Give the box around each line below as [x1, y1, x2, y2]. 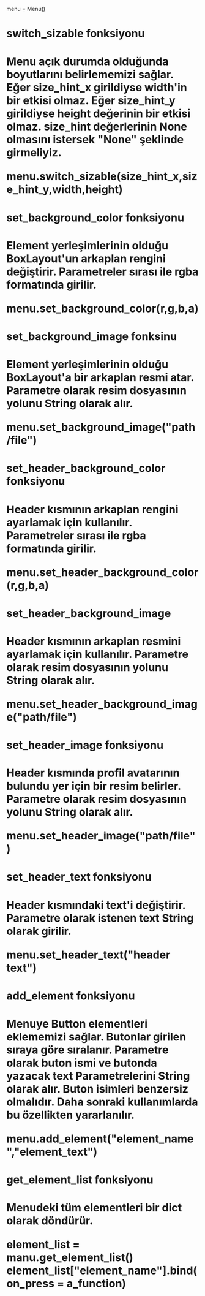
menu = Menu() [6, 6, 46, 12]
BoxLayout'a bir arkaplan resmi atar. [6, 371, 194, 385]
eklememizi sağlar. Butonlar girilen [6, 1030, 187, 1044]
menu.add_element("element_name [6, 1132, 194, 1145]
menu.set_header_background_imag [6, 697, 198, 711]
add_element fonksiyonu [6, 989, 135, 1002]
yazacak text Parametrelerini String [6, 1069, 190, 1083]
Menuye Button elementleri [6, 1017, 148, 1031]
